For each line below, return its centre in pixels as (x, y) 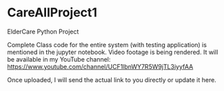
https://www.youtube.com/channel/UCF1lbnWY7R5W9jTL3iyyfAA (100, 66)
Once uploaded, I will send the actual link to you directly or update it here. (112, 79)
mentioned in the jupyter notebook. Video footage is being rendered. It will (113, 52)
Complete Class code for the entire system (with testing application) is (107, 44)
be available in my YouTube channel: (59, 59)
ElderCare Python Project (43, 31)
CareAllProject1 (52, 13)
